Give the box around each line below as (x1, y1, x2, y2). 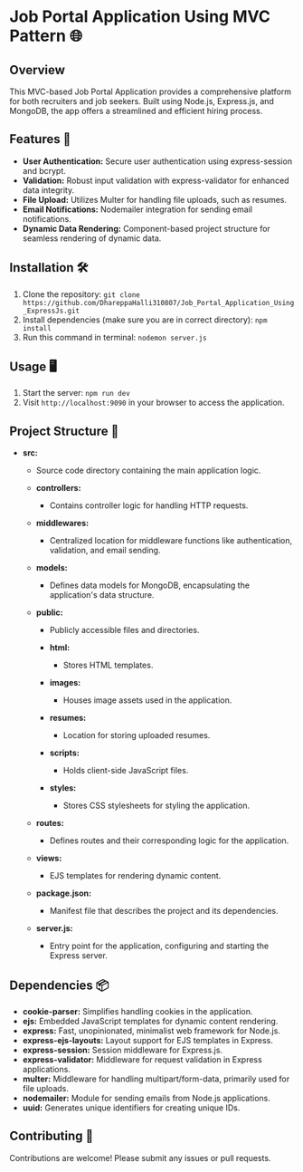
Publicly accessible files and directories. (49, 625, 200, 636)
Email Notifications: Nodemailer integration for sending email (22, 204, 253, 215)
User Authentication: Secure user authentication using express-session (22, 156, 292, 167)
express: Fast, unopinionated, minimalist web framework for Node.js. (22, 1025, 280, 1036)
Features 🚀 (9, 131, 71, 147)
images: (49, 677, 81, 688)
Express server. (49, 950, 109, 961)
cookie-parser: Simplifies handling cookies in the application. (22, 1006, 253, 1017)
